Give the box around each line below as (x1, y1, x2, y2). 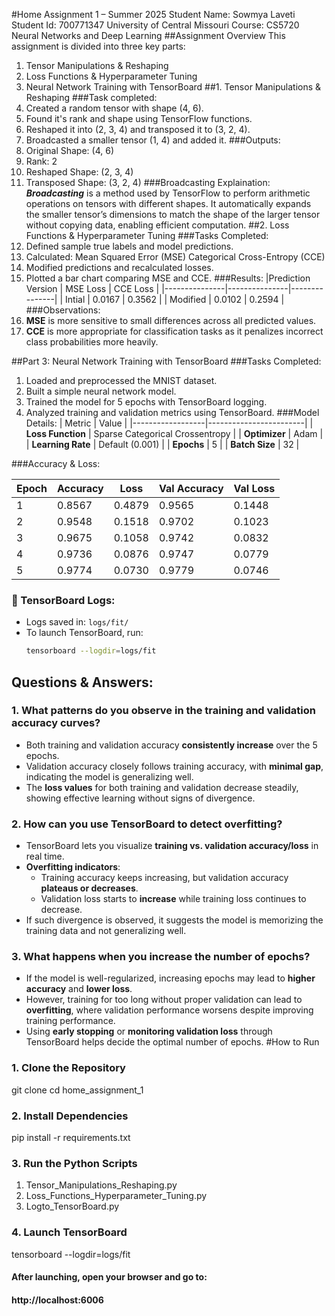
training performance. (25, 1015, 116, 1027)
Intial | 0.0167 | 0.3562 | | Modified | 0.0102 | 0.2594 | (65, 294, 285, 305)
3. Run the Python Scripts (11, 1156, 138, 1170)
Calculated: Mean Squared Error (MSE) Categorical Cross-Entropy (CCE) (25, 251, 326, 263)
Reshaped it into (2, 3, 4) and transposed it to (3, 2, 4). (25, 124, 251, 135)
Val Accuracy (158, 482, 224, 495)
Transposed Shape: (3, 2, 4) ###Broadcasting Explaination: (25, 177, 271, 188)
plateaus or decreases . (40, 882, 139, 894)
